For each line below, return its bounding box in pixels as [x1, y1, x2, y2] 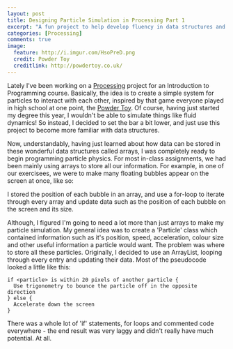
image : [7, 43, 26, 50]
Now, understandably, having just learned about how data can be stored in [7, 139, 220, 147]
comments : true [7, 36, 51, 43]
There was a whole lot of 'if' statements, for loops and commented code [7, 319, 214, 327]
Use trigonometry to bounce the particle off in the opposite [13, 282, 198, 290]
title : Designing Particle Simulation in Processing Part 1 [7, 17, 186, 24]
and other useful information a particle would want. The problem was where [7, 240, 225, 248]
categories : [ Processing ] [7, 29, 82, 37]
